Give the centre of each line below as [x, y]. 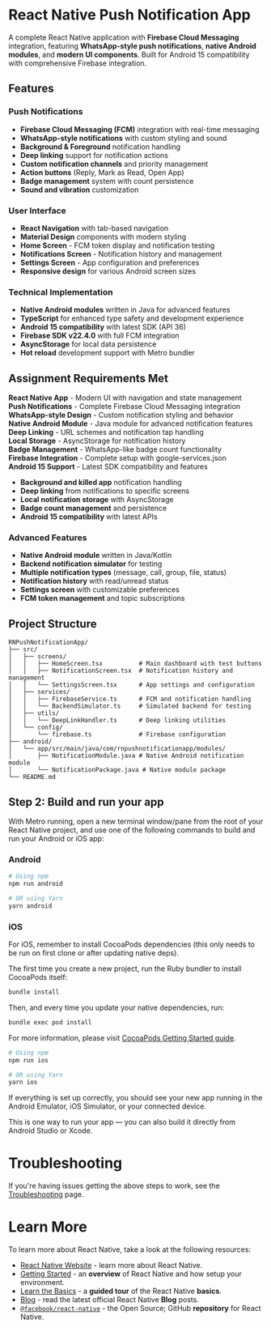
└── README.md [32, 777]
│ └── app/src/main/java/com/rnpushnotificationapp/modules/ [117, 749]
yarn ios [23, 1083]
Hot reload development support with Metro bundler [108, 353]
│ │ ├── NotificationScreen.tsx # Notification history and [121, 671]
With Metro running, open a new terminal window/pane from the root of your [136, 821]
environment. [42, 1283]
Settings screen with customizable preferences [100, 590]
